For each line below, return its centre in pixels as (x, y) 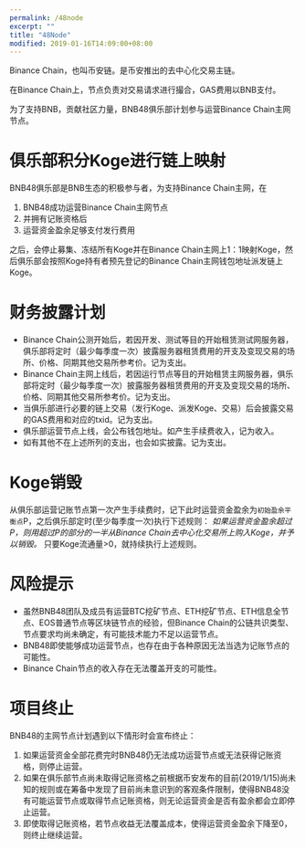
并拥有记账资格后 (55, 219)
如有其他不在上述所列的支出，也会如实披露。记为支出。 (126, 443)
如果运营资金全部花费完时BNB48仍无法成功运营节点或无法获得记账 (148, 755)
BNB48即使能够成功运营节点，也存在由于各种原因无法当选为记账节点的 (156, 645)
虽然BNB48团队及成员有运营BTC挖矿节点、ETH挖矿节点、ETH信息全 (152, 611)
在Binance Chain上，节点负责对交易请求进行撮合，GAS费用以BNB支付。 (145, 90)
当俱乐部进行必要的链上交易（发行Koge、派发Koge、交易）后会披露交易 (158, 408)
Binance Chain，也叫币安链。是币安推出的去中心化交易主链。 (125, 70)
